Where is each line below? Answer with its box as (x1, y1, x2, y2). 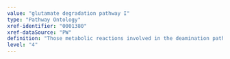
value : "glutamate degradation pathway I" (7, 9, 130, 17)
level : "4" (7, 41, 38, 48)
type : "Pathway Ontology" (7, 16, 81, 23)
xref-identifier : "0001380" (7, 22, 88, 29)
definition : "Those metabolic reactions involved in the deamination (7, 35, 210, 42)
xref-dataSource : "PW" (7, 28, 72, 36)
